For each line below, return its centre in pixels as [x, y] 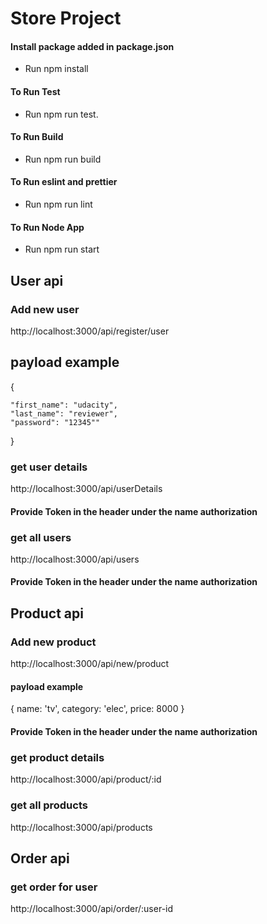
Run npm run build [63, 159]
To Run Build [37, 137]
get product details [57, 757]
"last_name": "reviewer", [64, 413]
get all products [49, 805]
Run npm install [56, 69]
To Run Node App [47, 227]
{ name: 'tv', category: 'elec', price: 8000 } [97, 709]
